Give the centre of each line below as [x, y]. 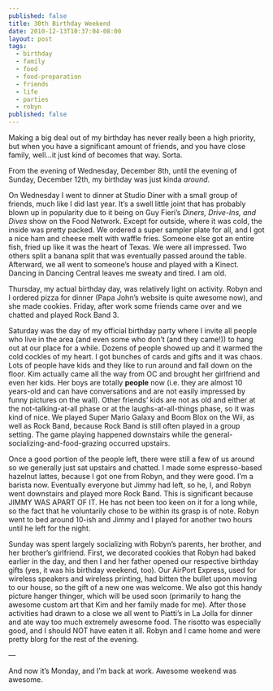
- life [27, 92]
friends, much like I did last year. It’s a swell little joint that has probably [127, 204]
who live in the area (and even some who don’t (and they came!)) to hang [131, 339]
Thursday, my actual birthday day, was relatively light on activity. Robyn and [135, 289]
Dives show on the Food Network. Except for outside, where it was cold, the [135, 221]
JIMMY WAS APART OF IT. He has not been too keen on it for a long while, [133, 502]
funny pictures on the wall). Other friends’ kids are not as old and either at [132, 400]
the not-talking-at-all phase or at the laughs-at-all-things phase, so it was [131, 409]
